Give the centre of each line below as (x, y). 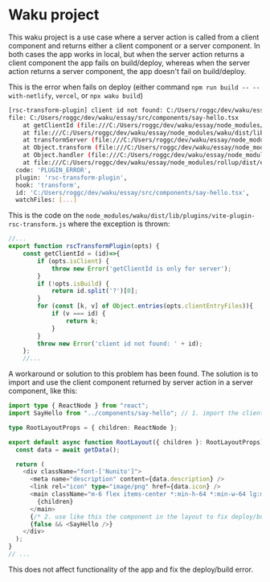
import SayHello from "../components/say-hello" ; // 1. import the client (136, 413)
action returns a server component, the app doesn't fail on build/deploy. (127, 71)
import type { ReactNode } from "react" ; (79, 406)
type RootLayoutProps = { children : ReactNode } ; (93, 427)
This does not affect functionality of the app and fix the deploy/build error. (131, 569)
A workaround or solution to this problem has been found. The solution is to (133, 374)
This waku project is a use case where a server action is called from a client (134, 37)
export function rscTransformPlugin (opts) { (84, 246)
